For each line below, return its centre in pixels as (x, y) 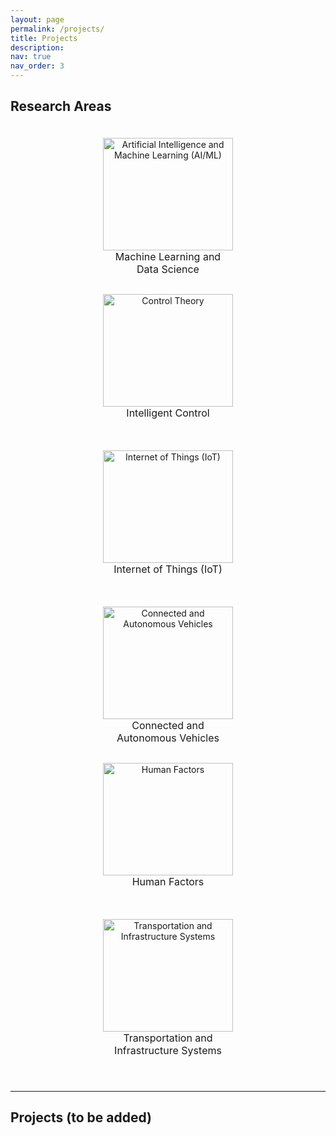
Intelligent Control (168, 413)
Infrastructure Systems (168, 1050)
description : (37, 47)
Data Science (168, 269)
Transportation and (168, 1038)
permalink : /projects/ (57, 29)
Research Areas (61, 106)
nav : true (31, 57)
